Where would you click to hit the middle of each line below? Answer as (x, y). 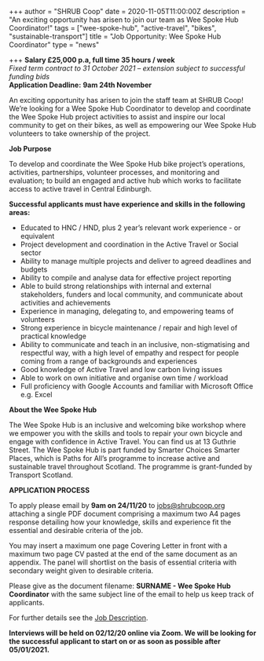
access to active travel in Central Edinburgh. (81, 189)
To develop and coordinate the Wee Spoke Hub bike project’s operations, (127, 164)
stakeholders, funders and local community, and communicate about (132, 294)
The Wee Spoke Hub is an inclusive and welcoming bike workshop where (128, 425)
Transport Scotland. (41, 475)
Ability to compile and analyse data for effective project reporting (126, 278)
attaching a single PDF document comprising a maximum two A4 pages (125, 514)
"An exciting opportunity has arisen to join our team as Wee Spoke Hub (124, 20)
